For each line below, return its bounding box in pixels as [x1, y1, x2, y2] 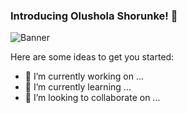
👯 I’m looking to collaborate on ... [24, 92, 161, 104]
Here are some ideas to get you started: [10, 51, 175, 63]
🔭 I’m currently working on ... [24, 70, 144, 83]
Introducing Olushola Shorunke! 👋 [10, 9, 178, 23]
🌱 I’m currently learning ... [24, 81, 132, 93]
